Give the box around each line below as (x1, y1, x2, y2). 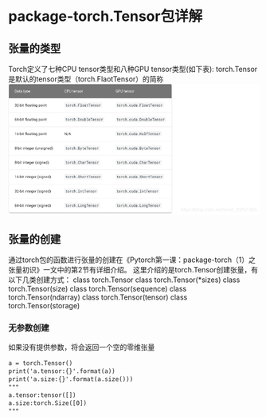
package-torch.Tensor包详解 (8, 7, 203, 26)
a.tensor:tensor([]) (8, 391, 77, 399)
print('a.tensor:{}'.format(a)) (8, 367, 115, 375)
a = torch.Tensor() (8, 359, 73, 367)
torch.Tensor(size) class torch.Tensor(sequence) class (8, 284, 187, 294)
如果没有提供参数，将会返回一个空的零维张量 (8, 342, 155, 351)
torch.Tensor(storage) (8, 301, 80, 311)
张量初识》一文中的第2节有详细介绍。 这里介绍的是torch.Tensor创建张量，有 (8, 265, 259, 275)
